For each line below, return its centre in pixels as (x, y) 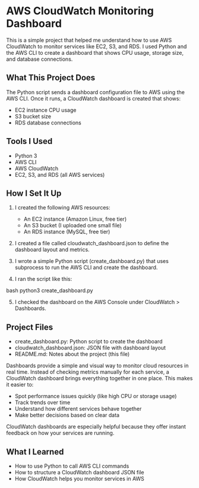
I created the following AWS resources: (62, 208)
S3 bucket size (33, 116)
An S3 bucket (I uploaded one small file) (72, 226)
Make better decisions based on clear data (67, 415)
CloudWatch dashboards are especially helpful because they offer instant (96, 427)
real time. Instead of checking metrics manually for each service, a (88, 372)
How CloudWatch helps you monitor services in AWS (79, 478)
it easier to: (20, 384)
